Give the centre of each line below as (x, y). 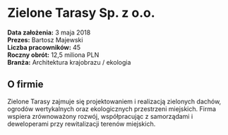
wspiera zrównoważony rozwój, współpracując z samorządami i (100, 116)
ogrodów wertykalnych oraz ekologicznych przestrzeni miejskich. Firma (112, 109)
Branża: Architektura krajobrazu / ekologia (69, 62)
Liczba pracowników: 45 (44, 47)
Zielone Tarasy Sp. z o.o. (81, 13)
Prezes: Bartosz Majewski (45, 39)
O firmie (25, 85)
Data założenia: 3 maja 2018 (49, 32)
